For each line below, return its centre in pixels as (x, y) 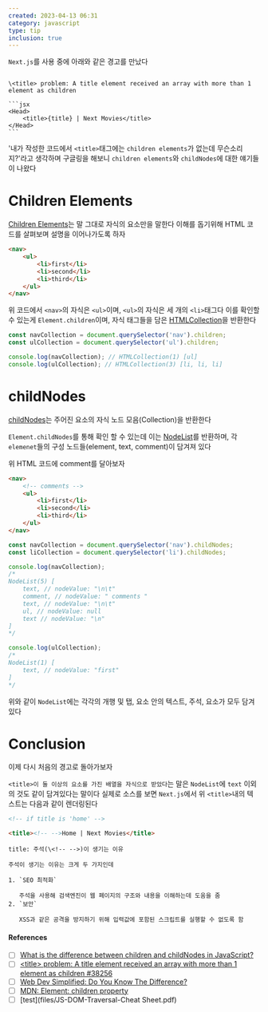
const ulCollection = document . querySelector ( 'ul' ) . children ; (114, 343)
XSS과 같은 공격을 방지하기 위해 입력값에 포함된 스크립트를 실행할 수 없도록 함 (131, 920)
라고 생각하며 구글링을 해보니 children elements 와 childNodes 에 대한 (129, 158)
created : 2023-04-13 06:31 (53, 16)
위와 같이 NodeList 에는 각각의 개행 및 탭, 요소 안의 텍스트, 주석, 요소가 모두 (124, 701)
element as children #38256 (66, 973)
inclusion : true (35, 38)
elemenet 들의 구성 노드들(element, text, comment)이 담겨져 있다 (110, 446)
